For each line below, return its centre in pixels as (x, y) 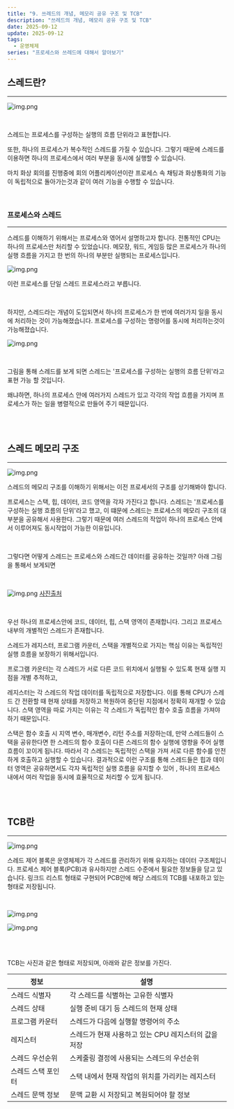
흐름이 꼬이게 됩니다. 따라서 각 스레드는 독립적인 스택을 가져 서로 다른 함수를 (110, 750)
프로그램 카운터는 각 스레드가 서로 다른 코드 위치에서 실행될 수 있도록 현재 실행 (113, 669)
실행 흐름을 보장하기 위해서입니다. (53, 654)
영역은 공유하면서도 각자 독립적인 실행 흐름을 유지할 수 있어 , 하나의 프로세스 (117, 768)
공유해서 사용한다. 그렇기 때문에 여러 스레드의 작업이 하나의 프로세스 (118, 519)
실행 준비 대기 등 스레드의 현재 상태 (123, 1008)
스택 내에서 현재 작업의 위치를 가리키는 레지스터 (142, 1076)
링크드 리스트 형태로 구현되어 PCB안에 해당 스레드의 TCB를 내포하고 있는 (126, 877)
